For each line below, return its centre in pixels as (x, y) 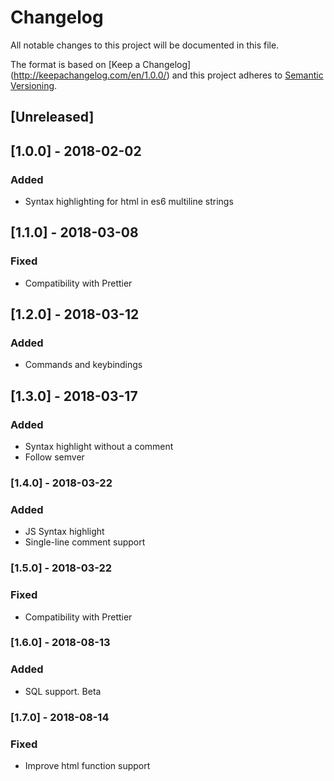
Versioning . (34, 85)
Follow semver (54, 457)
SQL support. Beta (63, 691)
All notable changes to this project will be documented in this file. (145, 45)
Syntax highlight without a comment (99, 447)
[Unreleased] (52, 117)
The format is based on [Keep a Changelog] (101, 64)
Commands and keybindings (83, 365)
